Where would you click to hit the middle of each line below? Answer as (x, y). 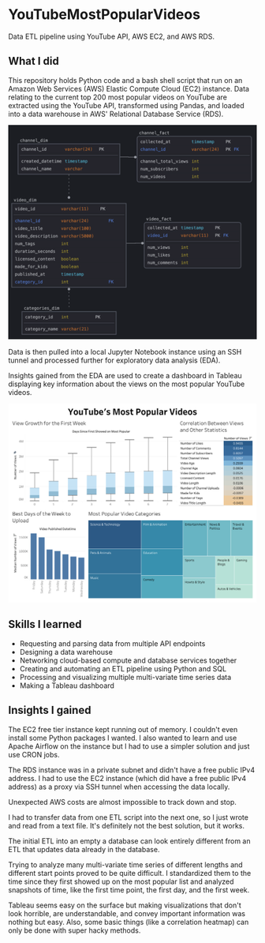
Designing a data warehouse (66, 652)
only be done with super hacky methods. (75, 930)
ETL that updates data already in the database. (84, 849)
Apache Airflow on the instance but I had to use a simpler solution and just (129, 746)
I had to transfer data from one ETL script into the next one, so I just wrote (128, 817)
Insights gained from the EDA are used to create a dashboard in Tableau (125, 375)
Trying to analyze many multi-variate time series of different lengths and (125, 864)
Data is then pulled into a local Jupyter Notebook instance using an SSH (125, 351)
